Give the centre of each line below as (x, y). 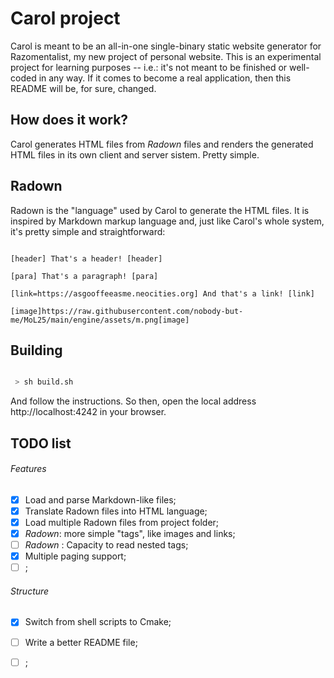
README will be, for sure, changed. (83, 88)
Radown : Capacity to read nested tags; (106, 545)
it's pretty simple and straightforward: (88, 231)
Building (36, 350)
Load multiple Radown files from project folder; (122, 522)
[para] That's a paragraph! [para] (84, 276)
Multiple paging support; (75, 556)
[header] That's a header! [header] (86, 258)
